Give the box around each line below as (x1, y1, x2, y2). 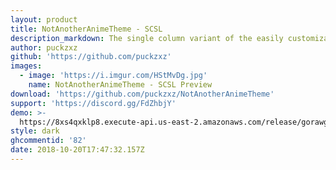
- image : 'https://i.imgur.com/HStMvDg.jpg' (19, 71, 208, 81)
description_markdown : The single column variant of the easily (10, 33, 284, 43)
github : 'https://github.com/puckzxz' (10, 52, 172, 62)
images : (10, 61, 43, 71)
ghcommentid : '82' (10, 136, 87, 146)
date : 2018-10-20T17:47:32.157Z (10, 145, 145, 155)
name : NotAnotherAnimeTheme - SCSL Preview (28, 80, 213, 90)
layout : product (10, 14, 78, 25)
